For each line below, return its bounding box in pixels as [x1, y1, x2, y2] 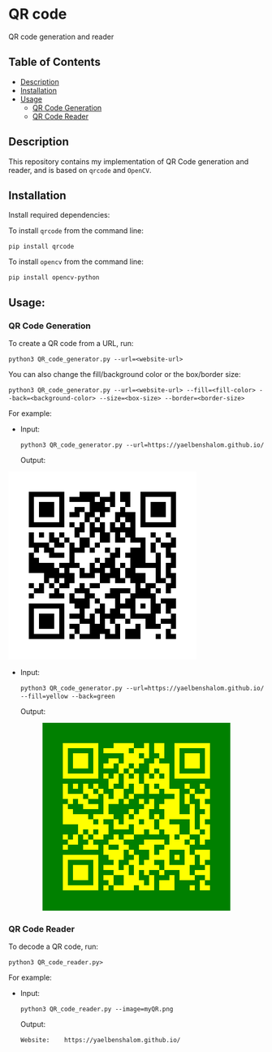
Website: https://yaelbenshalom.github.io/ [19, 1037, 181, 1045]
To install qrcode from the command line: [8, 226, 145, 236]
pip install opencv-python [8, 274, 100, 282]
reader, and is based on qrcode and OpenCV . [8, 165, 152, 175]
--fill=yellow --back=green [19, 692, 115, 701]
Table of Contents [8, 55, 101, 69]
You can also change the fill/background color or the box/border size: [8, 370, 241, 379]
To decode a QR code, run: [8, 942, 99, 951]
